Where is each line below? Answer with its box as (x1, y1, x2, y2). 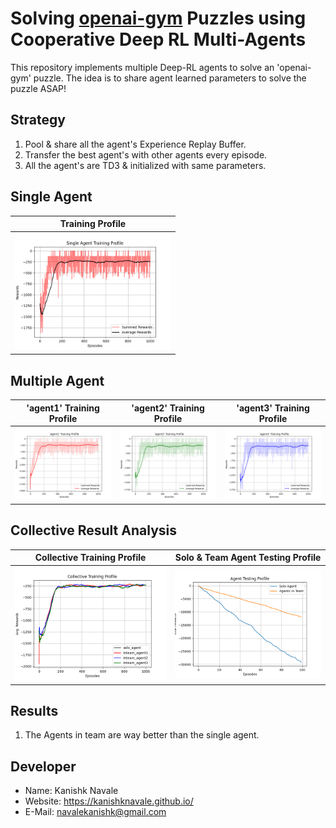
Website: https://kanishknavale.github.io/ (24, 795, 194, 807)
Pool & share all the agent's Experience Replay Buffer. (24, 138, 247, 150)
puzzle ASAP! (10, 82, 67, 94)
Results (10, 702, 59, 719)
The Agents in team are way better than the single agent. (24, 729, 260, 741)
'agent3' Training (236, 402, 310, 414)
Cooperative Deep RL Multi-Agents (10, 28, 307, 51)
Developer (10, 758, 77, 775)
